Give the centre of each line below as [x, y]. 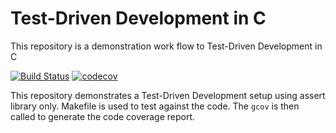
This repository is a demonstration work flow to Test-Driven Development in [166, 46]
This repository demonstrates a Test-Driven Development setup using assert [168, 95]
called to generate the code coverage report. [103, 116]
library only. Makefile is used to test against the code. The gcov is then [155, 106]
